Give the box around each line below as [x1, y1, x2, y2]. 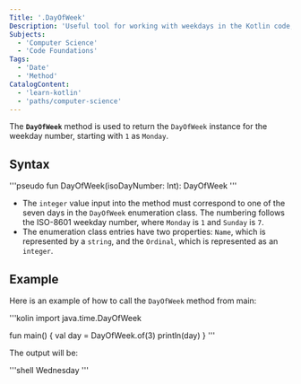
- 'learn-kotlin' [17, 88, 82, 97]
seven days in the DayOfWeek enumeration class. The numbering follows [21, 207, 285, 218]
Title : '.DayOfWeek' [9, 13, 87, 22]
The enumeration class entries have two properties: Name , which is [21, 226, 266, 238]
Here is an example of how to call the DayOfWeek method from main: [9, 295, 257, 306]
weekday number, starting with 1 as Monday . [9, 131, 168, 142]
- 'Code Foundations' [17, 47, 99, 56]
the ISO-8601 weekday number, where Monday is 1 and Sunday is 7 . [21, 217, 264, 228]
